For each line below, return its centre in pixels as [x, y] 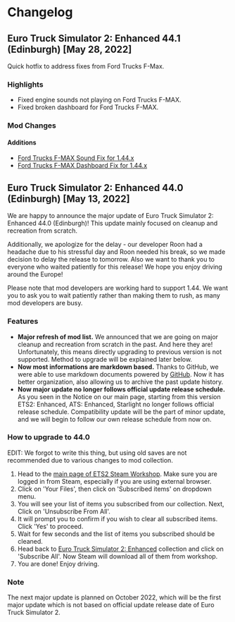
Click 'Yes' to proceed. [50, 526]
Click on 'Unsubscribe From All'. [64, 511]
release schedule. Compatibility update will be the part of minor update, [121, 411]
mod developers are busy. [45, 303]
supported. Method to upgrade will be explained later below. [104, 359]
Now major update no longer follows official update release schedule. [121, 389]
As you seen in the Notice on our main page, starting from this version [119, 396]
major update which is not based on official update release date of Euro [111, 605]
